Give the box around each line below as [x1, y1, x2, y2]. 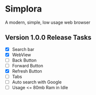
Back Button [12, 57, 37, 63]
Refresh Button [12, 68, 42, 74]
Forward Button [12, 63, 44, 68]
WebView [12, 52, 32, 58]
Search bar [12, 46, 35, 52]
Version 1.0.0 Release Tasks [5, 33, 92, 42]
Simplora [5, 3, 42, 15]
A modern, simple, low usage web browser [5, 19, 91, 25]
